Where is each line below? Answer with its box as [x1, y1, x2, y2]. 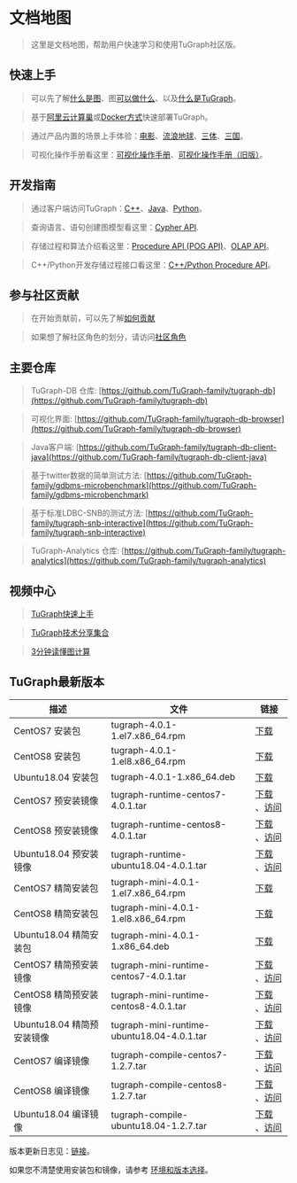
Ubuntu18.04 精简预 [13, 1018, 99, 1031]
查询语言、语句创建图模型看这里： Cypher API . [30, 222, 199, 232]
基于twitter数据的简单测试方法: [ [30, 471, 148, 481]
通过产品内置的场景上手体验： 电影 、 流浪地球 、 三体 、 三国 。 [30, 130, 248, 141]
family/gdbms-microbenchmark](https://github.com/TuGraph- [30, 480, 257, 491]
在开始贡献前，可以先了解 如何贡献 [30, 313, 156, 323]
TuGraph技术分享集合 [30, 627, 110, 638]
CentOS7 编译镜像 [13, 1055, 90, 1067]
